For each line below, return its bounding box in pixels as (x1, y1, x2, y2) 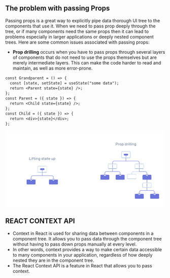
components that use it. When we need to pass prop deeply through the (5, 23, 156, 29)
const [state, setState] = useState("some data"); (10, 81, 119, 86)
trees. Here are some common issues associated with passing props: (5, 39, 150, 45)
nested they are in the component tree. (12, 257, 94, 263)
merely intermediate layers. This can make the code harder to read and (12, 59, 161, 65)
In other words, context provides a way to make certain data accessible (12, 246, 162, 253)
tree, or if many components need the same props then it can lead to (5, 28, 149, 34)
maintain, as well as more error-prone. (12, 65, 93, 71)
